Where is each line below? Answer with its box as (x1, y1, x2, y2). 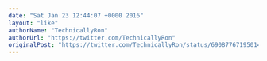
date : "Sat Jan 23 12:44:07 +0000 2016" (8, 11, 145, 20)
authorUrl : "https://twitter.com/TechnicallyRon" (8, 33, 176, 42)
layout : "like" (8, 19, 59, 27)
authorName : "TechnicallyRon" (8, 26, 109, 34)
